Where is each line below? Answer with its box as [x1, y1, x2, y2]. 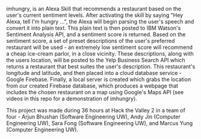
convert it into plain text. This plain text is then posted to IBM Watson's [6, 24, 181, 31]
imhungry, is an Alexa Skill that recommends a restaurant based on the [6, 5, 182, 12]
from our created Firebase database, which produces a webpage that [6, 82, 179, 89]
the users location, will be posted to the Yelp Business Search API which [6, 57, 185, 63]
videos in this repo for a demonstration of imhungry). [6, 95, 137, 102]
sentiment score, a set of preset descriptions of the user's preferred [6, 37, 175, 44]
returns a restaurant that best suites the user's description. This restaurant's [6, 63, 196, 70]
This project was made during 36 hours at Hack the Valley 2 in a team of [6, 107, 185, 114]
